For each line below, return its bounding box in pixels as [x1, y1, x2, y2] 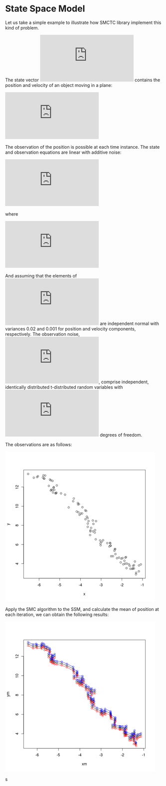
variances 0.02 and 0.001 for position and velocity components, [5, 325, 136, 332]
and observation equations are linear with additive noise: [5, 149, 122, 155]
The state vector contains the [5, 77, 161, 83]
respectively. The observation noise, [5, 331, 80, 337]
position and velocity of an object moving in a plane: [5, 82, 113, 88]
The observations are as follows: [5, 441, 72, 447]
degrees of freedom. [99, 432, 143, 438]
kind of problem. [5, 24, 39, 30]
